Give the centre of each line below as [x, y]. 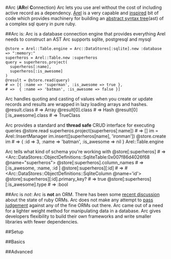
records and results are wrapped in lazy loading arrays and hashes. [77, 104]
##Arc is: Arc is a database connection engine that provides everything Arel [85, 34]
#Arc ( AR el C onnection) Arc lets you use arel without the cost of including [84, 7]
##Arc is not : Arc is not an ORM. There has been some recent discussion [83, 194]
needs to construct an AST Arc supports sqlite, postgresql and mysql [78, 39]
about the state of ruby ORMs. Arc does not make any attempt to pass [79, 200]
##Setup [15, 232]
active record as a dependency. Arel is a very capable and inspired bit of [82, 13]
